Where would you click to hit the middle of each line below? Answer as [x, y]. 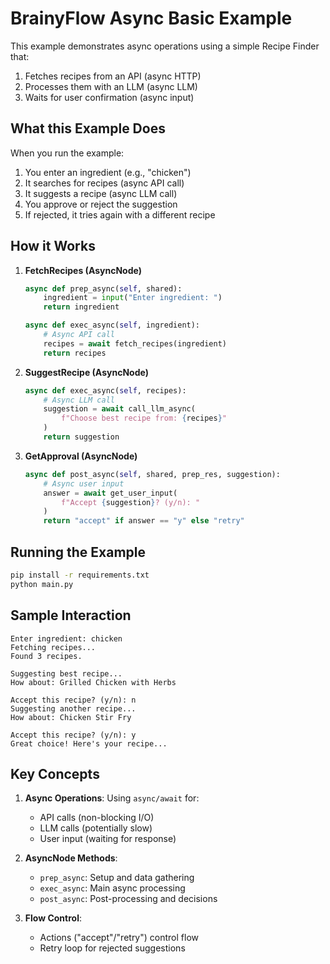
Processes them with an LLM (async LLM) [111, 86]
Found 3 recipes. [46, 656]
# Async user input [84, 483]
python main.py [42, 584]
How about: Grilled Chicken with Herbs [93, 682]
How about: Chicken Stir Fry [71, 717]
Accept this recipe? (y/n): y [73, 735]
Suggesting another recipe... [73, 708]
